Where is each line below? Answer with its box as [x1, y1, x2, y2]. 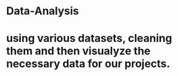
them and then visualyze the [6, 44, 151, 58]
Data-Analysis [6, 4, 79, 18]
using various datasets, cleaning [6, 32, 173, 45]
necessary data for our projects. [6, 57, 171, 71]
